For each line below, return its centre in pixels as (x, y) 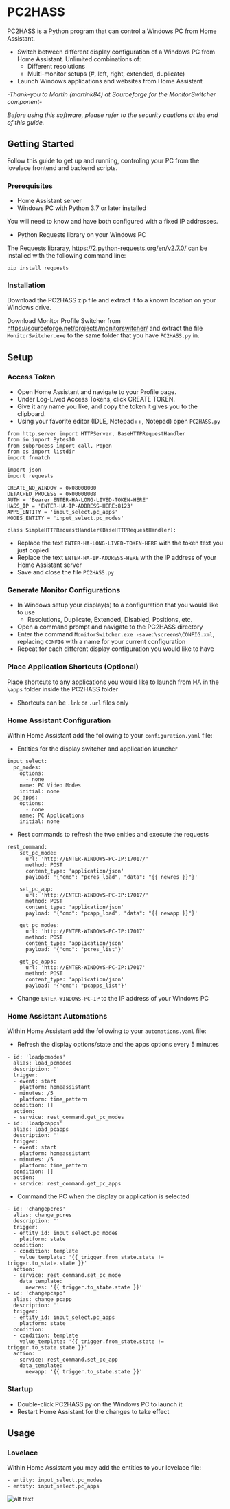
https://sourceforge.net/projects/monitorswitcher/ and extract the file (105, 329)
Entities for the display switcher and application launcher (97, 749)
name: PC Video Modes (50, 785)
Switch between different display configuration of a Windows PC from (116, 52)
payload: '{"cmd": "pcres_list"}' (75, 949)
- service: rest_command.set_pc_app (66, 1360)
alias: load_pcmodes (43, 1063)
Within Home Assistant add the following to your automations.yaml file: (107, 1031)
